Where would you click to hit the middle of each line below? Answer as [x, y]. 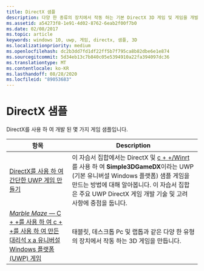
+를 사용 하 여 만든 [34, 231]
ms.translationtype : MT [36, 62]
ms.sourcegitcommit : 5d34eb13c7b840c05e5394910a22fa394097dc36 [88, 57]
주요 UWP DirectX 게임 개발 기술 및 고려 [134, 194]
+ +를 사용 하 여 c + [36, 222]
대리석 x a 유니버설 [35, 240]
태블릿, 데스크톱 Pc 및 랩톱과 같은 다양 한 [127, 232]
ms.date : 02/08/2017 [32, 29]
